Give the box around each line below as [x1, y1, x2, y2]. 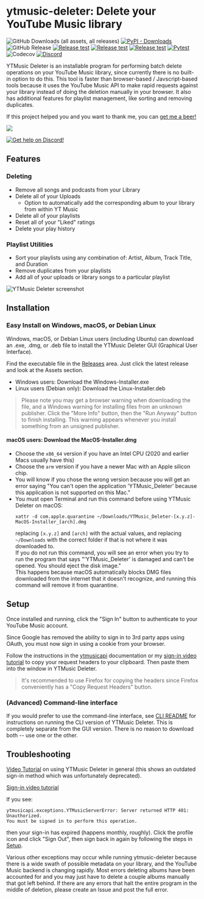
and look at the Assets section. [6, 366, 84, 373]
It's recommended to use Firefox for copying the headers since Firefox [21, 676, 199, 684]
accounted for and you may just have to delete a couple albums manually [6, 873, 190, 880]
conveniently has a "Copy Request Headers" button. [21, 683, 153, 690]
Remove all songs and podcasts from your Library [15, 186, 141, 193]
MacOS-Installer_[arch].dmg [15, 518, 86, 525]
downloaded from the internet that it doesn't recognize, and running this [15, 575, 197, 582]
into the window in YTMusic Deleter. [6, 665, 97, 672]
